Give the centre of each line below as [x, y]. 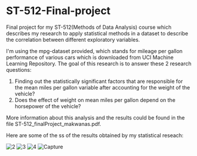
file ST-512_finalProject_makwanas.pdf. [54, 124]
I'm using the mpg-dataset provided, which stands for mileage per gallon [94, 51]
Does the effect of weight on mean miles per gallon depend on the [95, 100]
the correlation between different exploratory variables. [73, 39]
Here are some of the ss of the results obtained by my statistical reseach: [95, 135]
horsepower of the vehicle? [48, 106]
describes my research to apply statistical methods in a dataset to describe [97, 33]
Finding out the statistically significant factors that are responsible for [99, 81]
